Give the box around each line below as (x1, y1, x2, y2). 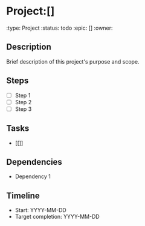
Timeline (6, 190, 40, 201)
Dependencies (6, 156, 62, 167)
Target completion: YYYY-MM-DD (14, 213, 100, 221)
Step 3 (14, 105, 32, 113)
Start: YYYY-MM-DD (14, 207, 66, 214)
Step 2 (14, 98, 32, 105)
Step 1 (14, 91, 31, 99)
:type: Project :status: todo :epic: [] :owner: (6, 24, 113, 32)
